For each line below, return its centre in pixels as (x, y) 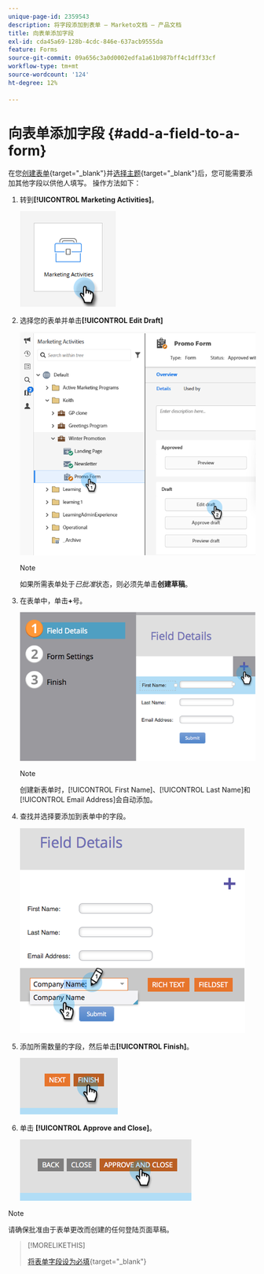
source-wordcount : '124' (49, 75)
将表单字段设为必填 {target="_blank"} (87, 1261)
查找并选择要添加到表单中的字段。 (75, 816)
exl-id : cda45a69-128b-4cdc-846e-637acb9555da (86, 42)
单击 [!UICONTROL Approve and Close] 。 (88, 1128)
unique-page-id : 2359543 (49, 16)
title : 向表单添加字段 (41, 33)
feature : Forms (33, 50)
